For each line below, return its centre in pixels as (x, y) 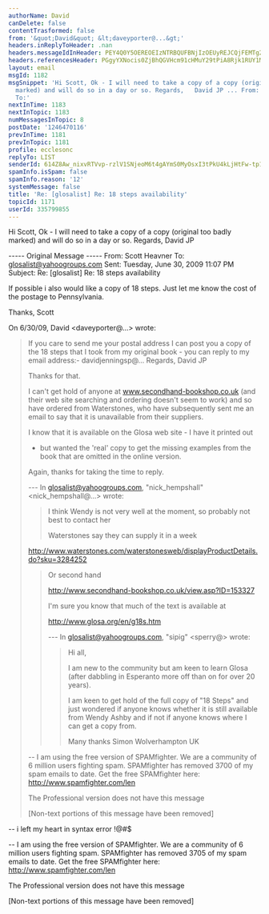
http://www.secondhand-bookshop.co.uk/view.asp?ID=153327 (151, 591)
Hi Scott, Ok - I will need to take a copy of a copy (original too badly (120, 232)
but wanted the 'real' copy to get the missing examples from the (145, 448)
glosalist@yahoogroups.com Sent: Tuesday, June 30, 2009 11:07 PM (121, 264)
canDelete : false (37, 23)
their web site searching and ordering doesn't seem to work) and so (140, 400)
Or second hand (74, 575)
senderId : (25, 165)
